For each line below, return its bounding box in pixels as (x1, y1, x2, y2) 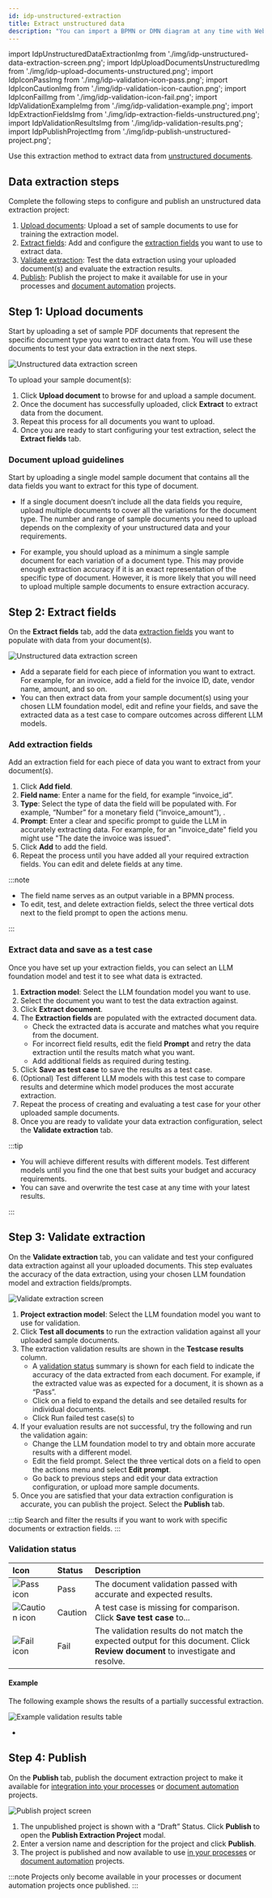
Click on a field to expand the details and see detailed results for (32, 1395, 247, 1405)
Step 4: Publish (8, 1751, 87, 1765)
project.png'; (8, 136, 52, 145)
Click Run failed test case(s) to (32, 1412, 135, 1422)
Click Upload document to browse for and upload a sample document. (19, 391, 257, 400)
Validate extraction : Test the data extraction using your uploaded (19, 255, 236, 265)
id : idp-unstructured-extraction (8, 11, 121, 20)
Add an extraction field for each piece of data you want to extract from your (8, 757, 261, 767)
